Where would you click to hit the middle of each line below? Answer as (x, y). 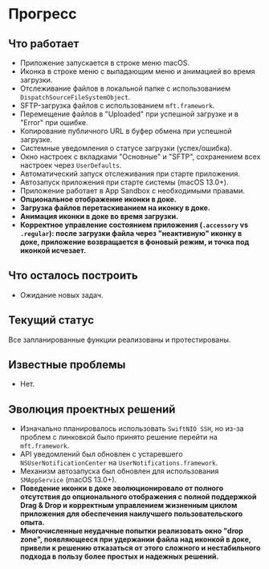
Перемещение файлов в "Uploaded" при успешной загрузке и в (129, 114)
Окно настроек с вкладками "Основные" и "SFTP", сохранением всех (140, 156)
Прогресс (43, 14)
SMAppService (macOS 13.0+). (68, 480)
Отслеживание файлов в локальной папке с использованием (125, 88)
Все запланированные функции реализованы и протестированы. (120, 339)
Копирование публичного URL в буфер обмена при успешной (126, 131)
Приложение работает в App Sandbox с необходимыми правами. (132, 191)
